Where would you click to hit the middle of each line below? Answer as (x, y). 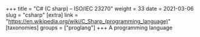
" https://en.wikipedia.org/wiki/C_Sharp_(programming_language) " (88, 21)
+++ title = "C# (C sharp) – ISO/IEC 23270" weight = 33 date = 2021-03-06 (100, 9)
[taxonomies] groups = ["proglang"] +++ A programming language (89, 27)
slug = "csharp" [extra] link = (42, 15)
